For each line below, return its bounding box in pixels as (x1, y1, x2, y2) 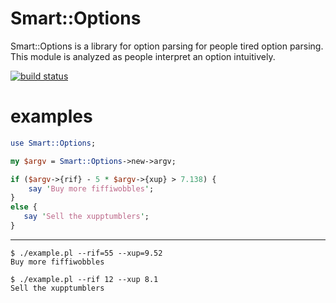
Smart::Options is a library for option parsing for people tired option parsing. (10, 40, 324, 52)
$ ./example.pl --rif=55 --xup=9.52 (10, 248, 163, 258)
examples (10, 105, 93, 128)
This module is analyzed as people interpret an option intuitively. (10, 50, 276, 62)
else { (10, 202, 38, 212)
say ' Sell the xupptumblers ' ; (23, 212, 150, 222)
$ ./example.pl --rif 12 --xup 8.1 (10, 274, 159, 284)
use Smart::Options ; (10, 138, 97, 148)
